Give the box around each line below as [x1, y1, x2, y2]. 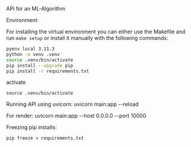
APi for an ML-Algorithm [6, 5, 66, 12]
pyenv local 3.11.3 [6, 46, 55, 52]
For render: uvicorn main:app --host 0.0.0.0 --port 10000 [6, 112, 146, 120]
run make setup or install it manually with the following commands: [6, 35, 168, 41]
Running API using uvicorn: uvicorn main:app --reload [6, 101, 139, 108]
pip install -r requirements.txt [6, 68, 90, 74]
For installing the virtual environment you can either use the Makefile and [6, 28, 186, 35]
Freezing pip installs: [6, 124, 57, 131]
